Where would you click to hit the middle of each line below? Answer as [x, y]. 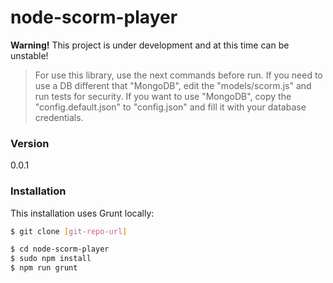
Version [30, 143]
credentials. [59, 117]
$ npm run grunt [44, 268]
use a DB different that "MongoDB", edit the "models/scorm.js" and [173, 85]
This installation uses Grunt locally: [82, 213]
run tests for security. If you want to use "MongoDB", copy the [163, 96]
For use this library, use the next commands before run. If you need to [178, 75]
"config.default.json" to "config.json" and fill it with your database [170, 107]
